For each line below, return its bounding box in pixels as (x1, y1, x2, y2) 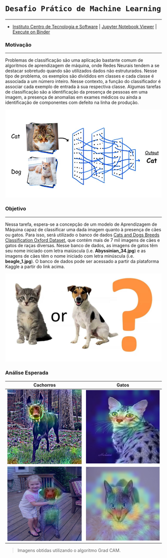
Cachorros (33, 382, 56, 388)
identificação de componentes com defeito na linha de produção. (5, 99, 139, 105)
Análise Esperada (5, 370, 49, 376)
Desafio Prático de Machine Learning (5, 4, 162, 13)
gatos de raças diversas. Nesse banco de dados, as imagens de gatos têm (5, 242, 158, 248)
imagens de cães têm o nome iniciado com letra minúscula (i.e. (5, 253, 134, 259)
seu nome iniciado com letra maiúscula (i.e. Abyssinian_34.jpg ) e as (5, 248, 146, 254)
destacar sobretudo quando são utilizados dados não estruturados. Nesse (5, 68, 158, 74)
